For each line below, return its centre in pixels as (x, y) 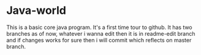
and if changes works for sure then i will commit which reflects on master (99, 40)
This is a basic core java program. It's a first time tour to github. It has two (100, 27)
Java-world (36, 11)
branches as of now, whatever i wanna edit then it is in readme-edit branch (101, 33)
